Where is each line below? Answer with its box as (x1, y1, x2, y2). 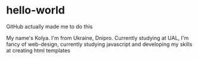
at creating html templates (6, 46, 70, 54)
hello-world (6, 4, 66, 17)
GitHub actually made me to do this (6, 23, 93, 30)
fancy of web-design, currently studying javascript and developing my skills (6, 41, 193, 48)
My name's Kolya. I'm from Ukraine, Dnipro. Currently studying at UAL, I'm (6, 34, 189, 41)
